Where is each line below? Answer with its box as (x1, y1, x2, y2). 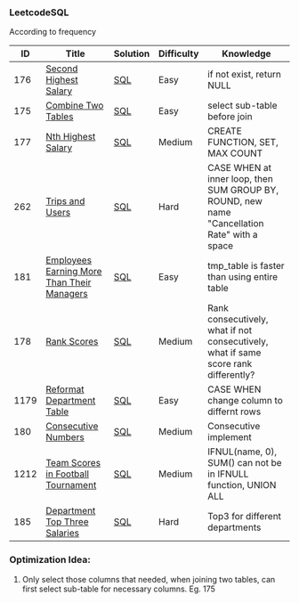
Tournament (45, 479, 97, 492)
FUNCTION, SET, (207, 136, 279, 149)
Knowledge (222, 47, 271, 60)
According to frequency (9, 27, 96, 37)
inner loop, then (207, 173, 273, 185)
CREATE (207, 125, 242, 137)
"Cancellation (207, 217, 264, 230)
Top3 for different (207, 510, 282, 523)
